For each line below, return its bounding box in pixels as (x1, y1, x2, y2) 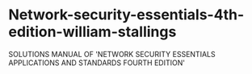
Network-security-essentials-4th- (8, 6, 245, 24)
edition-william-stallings (8, 23, 177, 41)
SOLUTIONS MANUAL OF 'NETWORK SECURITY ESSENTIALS (8, 49, 216, 59)
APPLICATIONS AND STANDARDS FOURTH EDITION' (8, 58, 186, 68)
